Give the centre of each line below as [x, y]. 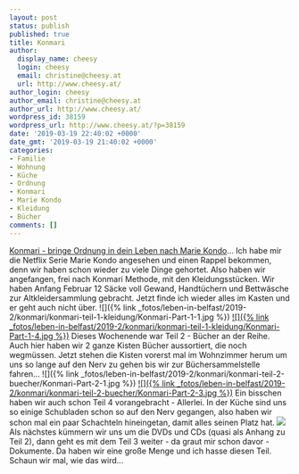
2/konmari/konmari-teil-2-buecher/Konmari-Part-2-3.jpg [113, 393]
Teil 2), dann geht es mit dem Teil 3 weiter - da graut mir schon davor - [139, 441]
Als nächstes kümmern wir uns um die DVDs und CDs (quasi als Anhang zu [147, 432]
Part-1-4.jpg [31, 336]
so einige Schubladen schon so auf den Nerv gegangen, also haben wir [141, 412]
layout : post [33, 17]
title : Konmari [37, 42]
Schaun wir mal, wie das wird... [66, 460]
